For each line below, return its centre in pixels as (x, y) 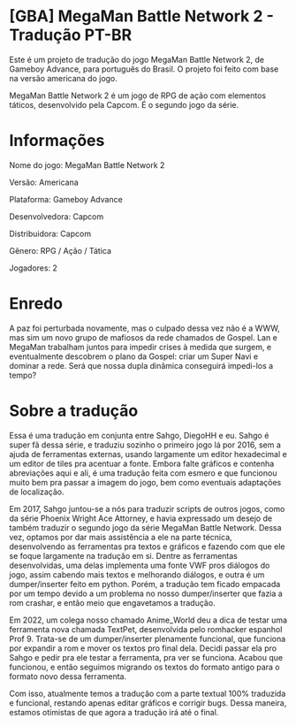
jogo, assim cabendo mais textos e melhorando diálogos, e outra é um (137, 574)
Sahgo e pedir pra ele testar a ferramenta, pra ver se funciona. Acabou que (146, 657)
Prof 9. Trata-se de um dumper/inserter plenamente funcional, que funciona (148, 638)
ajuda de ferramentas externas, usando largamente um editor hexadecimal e (148, 454)
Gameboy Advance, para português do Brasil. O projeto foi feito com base (144, 69)
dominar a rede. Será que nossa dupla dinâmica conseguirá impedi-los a (141, 365)
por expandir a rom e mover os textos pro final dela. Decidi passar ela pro (143, 648)
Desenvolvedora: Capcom (57, 216)
